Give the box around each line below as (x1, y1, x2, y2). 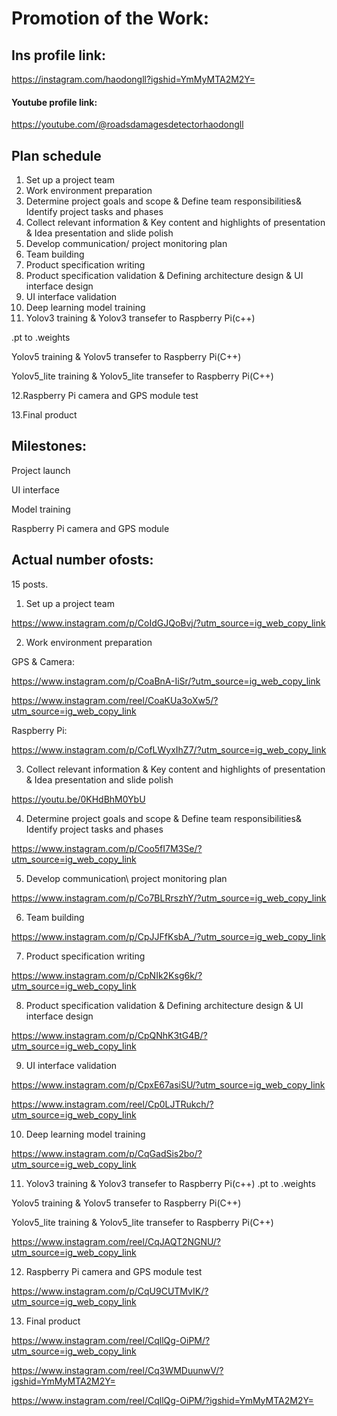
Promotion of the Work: (11, 7, 210, 30)
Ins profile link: (11, 47, 106, 64)
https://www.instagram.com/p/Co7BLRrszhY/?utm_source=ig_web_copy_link (11, 892, 327, 904)
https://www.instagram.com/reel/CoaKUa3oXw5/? (11, 694, 219, 706)
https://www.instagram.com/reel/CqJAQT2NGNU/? (11, 1235, 221, 1247)
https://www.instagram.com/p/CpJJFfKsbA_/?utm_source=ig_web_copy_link (11, 930, 326, 942)
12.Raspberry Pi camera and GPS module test (11, 390, 199, 402)
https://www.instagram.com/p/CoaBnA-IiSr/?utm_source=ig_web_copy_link (11, 675, 321, 687)
